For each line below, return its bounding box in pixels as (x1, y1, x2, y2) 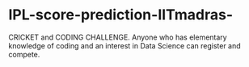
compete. (8, 49, 40, 59)
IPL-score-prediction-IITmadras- (8, 6, 233, 24)
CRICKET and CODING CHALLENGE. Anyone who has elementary (8, 32, 228, 42)
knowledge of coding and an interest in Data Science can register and (8, 40, 241, 50)
